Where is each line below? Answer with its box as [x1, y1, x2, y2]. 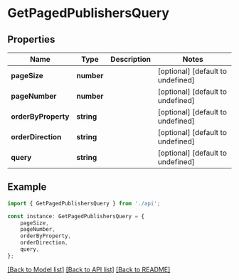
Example [7, 181, 47, 193]
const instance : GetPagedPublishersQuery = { [7, 212, 144, 220]
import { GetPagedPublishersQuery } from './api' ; [7, 200, 161, 207]
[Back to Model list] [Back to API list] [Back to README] [7, 265, 171, 274]
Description [110, 55, 152, 64]
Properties [7, 33, 55, 45]
